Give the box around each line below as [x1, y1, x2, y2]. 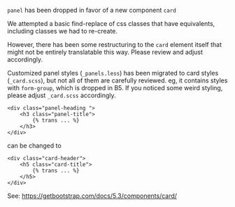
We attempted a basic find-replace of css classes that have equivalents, [7, 20, 215, 27]
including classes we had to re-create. [7, 27, 117, 35]
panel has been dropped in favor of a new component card [7, 6, 176, 14]
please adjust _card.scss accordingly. [7, 91, 117, 99]
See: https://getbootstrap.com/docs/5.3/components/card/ [7, 192, 177, 200]
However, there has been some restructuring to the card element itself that [7, 41, 222, 48]
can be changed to [7, 141, 62, 150]
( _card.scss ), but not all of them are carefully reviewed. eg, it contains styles [7, 76, 228, 85]
